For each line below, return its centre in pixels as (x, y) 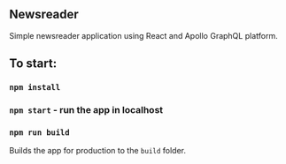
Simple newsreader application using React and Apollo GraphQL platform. (143, 35)
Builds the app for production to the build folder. (98, 151)
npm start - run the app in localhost (86, 110)
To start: (33, 64)
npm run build (39, 132)
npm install (35, 88)
